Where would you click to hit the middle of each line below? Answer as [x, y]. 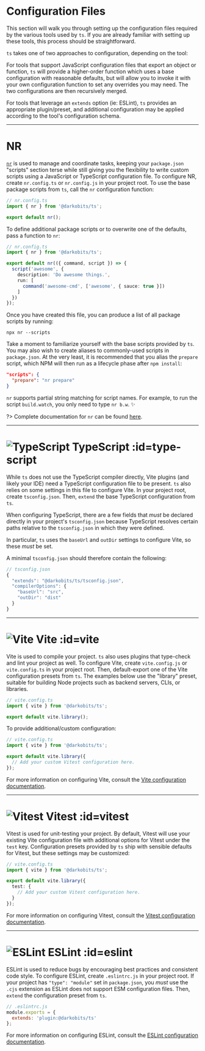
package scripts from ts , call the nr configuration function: [80, 189]
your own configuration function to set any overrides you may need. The [97, 84]
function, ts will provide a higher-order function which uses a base [90, 71]
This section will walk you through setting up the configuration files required [102, 28]
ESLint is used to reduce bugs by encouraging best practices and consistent [102, 969]
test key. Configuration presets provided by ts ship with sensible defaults [99, 847]
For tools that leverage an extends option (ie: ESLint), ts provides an [92, 103]
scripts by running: [30, 321]
